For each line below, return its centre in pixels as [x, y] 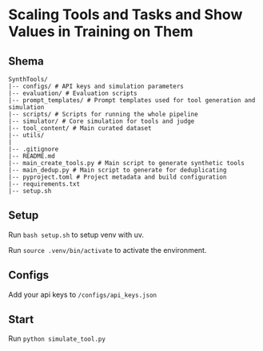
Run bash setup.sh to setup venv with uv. [76, 235]
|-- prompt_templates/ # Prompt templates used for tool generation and [132, 101]
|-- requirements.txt [44, 184]
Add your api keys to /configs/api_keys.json [83, 294]
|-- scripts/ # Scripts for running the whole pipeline [103, 114]
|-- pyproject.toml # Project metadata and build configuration [118, 177]
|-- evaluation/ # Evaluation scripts [73, 93]
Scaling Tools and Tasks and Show [126, 15]
